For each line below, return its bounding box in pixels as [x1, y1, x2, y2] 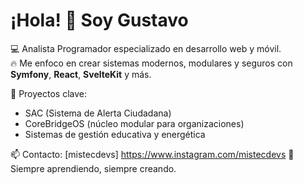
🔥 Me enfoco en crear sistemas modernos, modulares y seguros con [10, 57, 293, 69]
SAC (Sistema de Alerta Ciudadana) [24, 107, 172, 119]
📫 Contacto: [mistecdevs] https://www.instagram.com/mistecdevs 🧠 [10, 148, 295, 160]
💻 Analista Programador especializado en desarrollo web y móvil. [10, 42, 282, 54]
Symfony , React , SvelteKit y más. [10, 68, 152, 80]
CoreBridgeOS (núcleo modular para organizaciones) [24, 117, 245, 129]
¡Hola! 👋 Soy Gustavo [10, 9, 189, 32]
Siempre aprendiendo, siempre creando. [10, 162, 177, 174]
